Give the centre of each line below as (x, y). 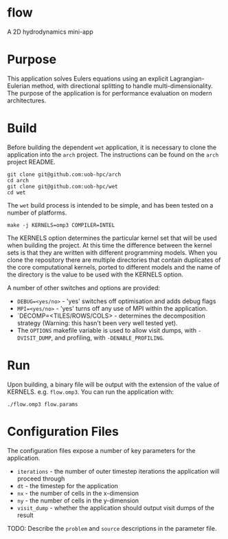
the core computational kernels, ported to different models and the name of (114, 267)
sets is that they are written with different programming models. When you (112, 252)
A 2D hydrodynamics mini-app (50, 32)
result (25, 515)
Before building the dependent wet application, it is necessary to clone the (112, 147)
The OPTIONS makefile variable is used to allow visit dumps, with (107, 330)
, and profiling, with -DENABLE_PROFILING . (108, 338)
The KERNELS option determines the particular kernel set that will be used (112, 238)
